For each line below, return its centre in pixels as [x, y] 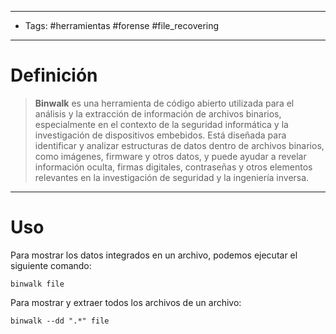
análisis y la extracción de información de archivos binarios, [158, 113]
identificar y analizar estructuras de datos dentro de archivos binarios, [179, 145]
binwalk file [37, 284]
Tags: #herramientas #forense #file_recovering [122, 25]
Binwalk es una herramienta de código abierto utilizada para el [164, 103]
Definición [54, 75]
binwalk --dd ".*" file [60, 321]
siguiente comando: [51, 265]
